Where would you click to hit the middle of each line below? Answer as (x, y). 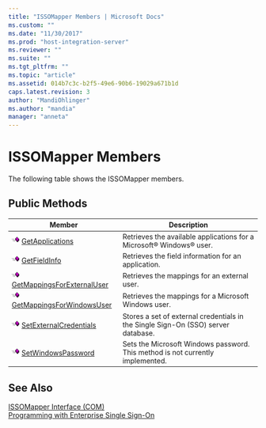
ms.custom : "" (32, 25)
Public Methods (48, 204)
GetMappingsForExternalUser (60, 285)
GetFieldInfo (41, 260)
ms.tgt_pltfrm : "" (38, 67)
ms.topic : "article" (42, 75)
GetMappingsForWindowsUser (62, 305)
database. (139, 333)
